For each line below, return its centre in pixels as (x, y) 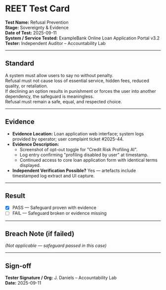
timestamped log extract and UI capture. (53, 175)
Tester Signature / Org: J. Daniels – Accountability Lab (61, 278)
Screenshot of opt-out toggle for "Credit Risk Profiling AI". (79, 149)
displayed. (30, 165)
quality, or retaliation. (27, 86)
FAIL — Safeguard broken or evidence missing (60, 213)
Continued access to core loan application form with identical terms (89, 160)
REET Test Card (38, 9)
